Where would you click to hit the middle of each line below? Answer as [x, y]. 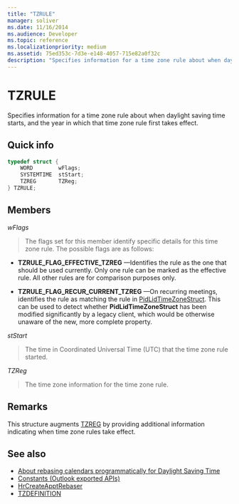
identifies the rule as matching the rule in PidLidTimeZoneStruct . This [119, 299]
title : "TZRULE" [31, 14]
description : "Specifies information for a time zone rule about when [114, 61]
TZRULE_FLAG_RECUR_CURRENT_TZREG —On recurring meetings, [118, 291]
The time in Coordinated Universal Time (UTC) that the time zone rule [127, 349]
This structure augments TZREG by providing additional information [106, 424]
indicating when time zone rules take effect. [71, 431]
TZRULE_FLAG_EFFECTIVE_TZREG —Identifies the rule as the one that [122, 262]
